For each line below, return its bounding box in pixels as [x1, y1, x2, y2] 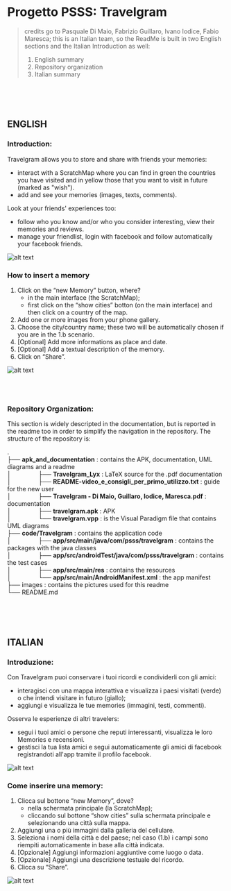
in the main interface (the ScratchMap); [27, 293, 140, 302]
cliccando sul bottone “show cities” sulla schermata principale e [27, 811, 211, 820]
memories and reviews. [17, 225, 85, 233]
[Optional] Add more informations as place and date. [17, 337, 168, 346]
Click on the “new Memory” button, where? [17, 286, 141, 294]
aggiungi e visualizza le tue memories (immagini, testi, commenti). [17, 701, 207, 709]
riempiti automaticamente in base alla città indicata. [17, 841, 164, 849]
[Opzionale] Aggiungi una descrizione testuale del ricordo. [17, 856, 185, 864]
